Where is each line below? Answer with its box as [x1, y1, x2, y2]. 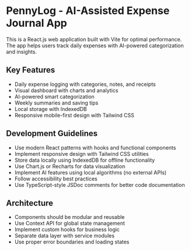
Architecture [6, 198, 54, 208]
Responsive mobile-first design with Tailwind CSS [14, 111, 134, 118]
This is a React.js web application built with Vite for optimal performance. [6, 36, 182, 43]
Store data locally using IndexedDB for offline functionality [14, 156, 155, 163]
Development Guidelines [6, 128, 98, 138]
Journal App [6, 16, 67, 30]
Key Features [6, 65, 55, 75]
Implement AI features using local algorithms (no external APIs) [14, 169, 167, 176]
